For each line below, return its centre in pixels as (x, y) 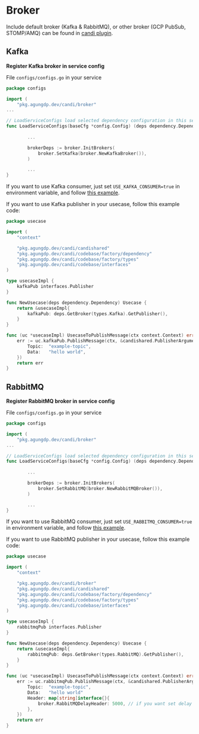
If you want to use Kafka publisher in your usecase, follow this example (93, 204)
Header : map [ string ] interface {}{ (69, 698)
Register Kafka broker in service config (55, 66)
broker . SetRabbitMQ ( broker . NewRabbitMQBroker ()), (100, 488)
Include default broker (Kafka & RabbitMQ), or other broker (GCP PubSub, (96, 27)
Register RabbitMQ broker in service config (61, 401)
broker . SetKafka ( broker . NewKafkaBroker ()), (92, 153)
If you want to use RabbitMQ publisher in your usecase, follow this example (98, 539)
